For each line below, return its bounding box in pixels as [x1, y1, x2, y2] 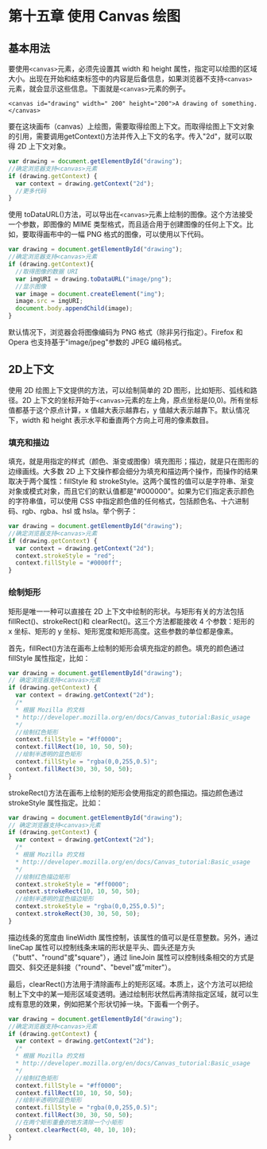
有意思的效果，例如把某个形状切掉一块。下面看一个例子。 [14, 999, 203, 1008]
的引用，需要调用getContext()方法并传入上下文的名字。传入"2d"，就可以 [8, 132, 246, 141]
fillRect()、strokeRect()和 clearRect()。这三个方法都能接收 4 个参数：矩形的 [8, 616, 255, 626]
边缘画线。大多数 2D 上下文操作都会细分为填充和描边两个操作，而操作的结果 [8, 467, 258, 476]
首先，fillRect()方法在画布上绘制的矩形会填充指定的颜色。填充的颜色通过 [8, 643, 245, 653]
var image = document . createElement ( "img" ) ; [15, 289, 165, 298]
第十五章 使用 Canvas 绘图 [8, 7, 181, 25]
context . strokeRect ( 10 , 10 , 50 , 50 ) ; [15, 887, 141, 895]
